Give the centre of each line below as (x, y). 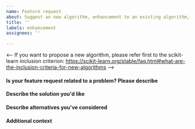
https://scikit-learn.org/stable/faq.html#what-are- (125, 61)
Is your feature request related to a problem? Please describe (82, 81)
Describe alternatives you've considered (57, 107)
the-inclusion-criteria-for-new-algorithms (56, 67)
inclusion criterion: (42, 61)
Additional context (29, 121)
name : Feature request (34, 11)
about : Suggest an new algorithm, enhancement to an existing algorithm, (98, 17)
